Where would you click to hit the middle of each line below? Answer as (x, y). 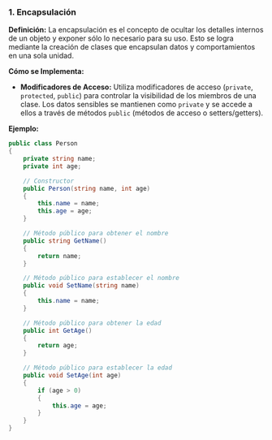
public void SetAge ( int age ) (72, 376)
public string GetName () (65, 241)
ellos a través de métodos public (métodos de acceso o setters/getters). (142, 113)
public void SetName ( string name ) (81, 286)
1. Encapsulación (43, 12)
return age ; (58, 346)
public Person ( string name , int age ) (87, 188)
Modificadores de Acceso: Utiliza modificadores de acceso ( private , (136, 87)
